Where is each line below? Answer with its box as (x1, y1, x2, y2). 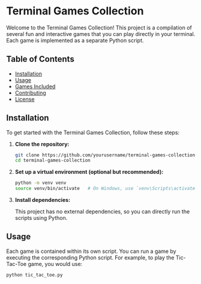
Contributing (14, 89, 46, 96)
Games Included (14, 83, 56, 90)
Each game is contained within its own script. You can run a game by (6, 247, 176, 255)
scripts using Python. (14, 214, 68, 222)
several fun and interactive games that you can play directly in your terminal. (6, 30, 196, 37)
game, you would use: (28, 260, 83, 267)
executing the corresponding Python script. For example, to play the (6, 253, 175, 261)
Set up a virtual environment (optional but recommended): (14, 168, 164, 176)
